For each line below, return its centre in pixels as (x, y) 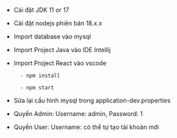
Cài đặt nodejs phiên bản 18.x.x (58, 23)
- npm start (37, 88)
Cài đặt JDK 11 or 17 (42, 10)
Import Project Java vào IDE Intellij (62, 50)
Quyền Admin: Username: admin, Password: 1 (78, 114)
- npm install (40, 76)
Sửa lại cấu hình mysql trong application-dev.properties (92, 100)
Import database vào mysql (52, 36)
